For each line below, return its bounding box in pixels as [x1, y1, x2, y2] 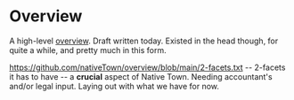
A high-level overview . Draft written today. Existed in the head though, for [9, 35, 279, 46]
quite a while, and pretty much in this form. [9, 44, 167, 55]
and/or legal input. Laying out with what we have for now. [9, 81, 220, 91]
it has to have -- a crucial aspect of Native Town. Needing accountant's [9, 71, 274, 81]
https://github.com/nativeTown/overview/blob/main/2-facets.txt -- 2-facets [9, 62, 286, 73]
